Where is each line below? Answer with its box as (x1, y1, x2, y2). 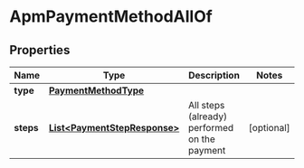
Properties (9, 42, 71, 58)
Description (188, 70, 240, 81)
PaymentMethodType (48, 84, 145, 97)
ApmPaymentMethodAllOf (9, 6, 213, 27)
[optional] (248, 122, 290, 134)
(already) (188, 110, 228, 123)
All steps (188, 99, 225, 111)
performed (188, 122, 234, 134)
